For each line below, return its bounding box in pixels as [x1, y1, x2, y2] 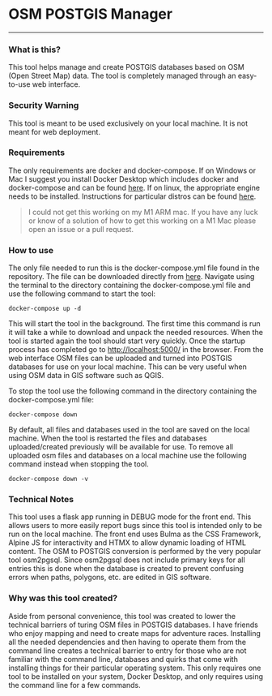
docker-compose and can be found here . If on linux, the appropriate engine [8, 183, 261, 192]
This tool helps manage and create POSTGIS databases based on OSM [8, 62, 244, 72]
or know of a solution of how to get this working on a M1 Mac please [28, 216, 257, 226]
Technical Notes [8, 494, 74, 505]
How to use [8, 244, 54, 256]
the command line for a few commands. [8, 680, 141, 690]
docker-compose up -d [8, 305, 82, 313]
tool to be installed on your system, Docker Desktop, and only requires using [8, 671, 264, 681]
